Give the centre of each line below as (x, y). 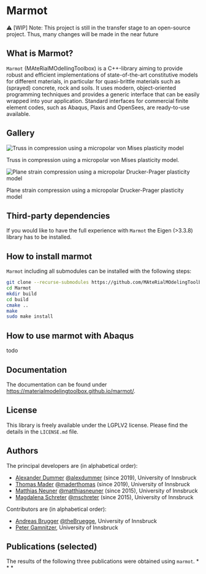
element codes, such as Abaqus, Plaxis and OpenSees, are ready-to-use (98, 107)
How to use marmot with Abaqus (70, 336)
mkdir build (21, 294)
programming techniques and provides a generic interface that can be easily (103, 94)
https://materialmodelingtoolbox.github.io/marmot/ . (71, 391)
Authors (22, 451)
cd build (17, 299)
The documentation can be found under (57, 385)
